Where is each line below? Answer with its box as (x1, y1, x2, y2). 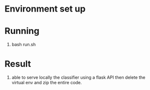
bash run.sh (11, 42, 36, 47)
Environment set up (4, 3, 86, 15)
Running (4, 26, 40, 37)
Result (4, 59, 31, 70)
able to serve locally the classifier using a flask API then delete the (11, 75, 146, 80)
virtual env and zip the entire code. (11, 80, 82, 86)
